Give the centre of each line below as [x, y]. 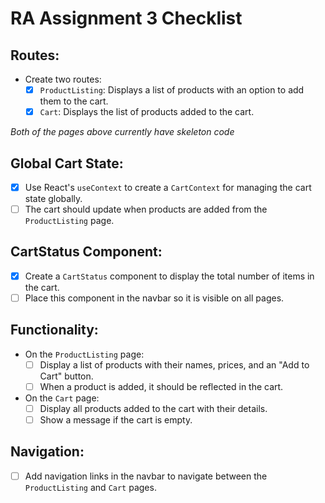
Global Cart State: [67, 163]
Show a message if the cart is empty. [116, 420]
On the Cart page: [62, 398]
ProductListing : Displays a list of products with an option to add [172, 90]
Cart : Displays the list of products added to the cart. [147, 112]
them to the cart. [74, 101]
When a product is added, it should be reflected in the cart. [161, 386]
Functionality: [54, 330]
